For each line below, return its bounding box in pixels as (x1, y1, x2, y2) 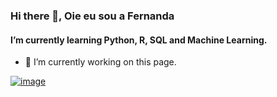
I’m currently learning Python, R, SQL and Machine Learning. (10, 34, 268, 46)
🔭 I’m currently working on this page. (24, 56, 177, 68)
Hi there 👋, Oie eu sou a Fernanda (10, 9, 175, 23)
